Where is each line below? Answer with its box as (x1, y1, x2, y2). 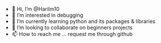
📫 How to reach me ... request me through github (11, 31, 133, 37)
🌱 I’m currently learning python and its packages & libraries (11, 18, 156, 24)
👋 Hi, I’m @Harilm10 (11, 6, 60, 12)
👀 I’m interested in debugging (11, 12, 84, 19)
